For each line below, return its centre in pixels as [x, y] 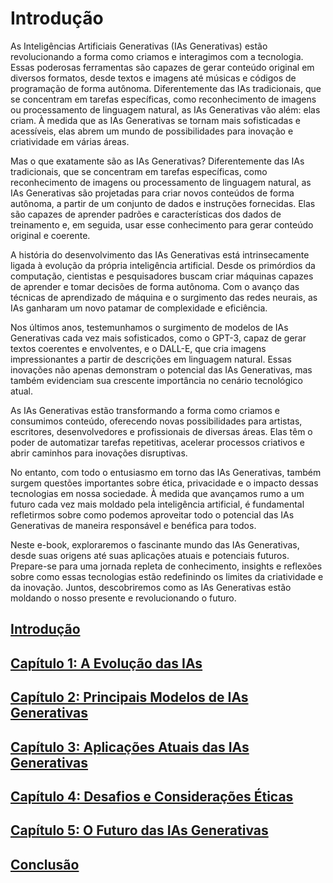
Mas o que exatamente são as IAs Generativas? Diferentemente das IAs [157, 161]
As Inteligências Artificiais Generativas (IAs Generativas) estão [139, 46]
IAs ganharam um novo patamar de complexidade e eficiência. [139, 308]
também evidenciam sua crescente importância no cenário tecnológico [156, 380]
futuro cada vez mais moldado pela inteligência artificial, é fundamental [157, 504]
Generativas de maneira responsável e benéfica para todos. [133, 525]
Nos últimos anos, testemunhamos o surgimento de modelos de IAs [149, 327]
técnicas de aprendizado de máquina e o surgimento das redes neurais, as [164, 297]
